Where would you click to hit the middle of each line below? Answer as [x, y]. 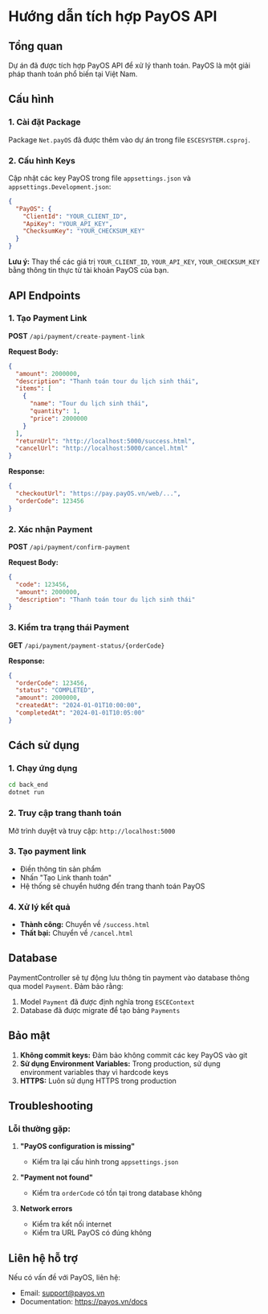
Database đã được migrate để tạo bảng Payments [100, 1010]
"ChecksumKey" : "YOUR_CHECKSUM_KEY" [84, 231]
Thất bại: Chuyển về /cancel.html [77, 933]
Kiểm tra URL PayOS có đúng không [92, 1233]
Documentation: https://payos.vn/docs [84, 1302]
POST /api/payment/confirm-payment [69, 546]
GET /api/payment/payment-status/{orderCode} [87, 645]
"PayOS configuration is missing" [77, 1147]
